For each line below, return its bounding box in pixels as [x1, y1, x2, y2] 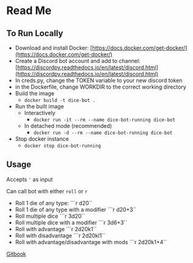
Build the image [15, 90, 55, 97]
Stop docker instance [15, 135, 69, 143]
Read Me [6, 4, 52, 18]
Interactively [24, 109, 56, 116]
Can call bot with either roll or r [6, 187, 88, 194]
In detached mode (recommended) [24, 122, 113, 129]
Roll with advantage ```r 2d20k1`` [15, 225, 97, 232]
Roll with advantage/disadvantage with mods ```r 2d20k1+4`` [15, 238, 167, 245]
